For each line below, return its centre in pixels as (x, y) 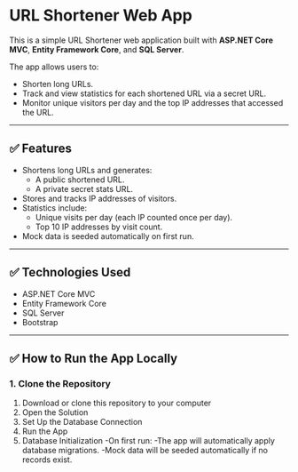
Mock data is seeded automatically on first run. (108, 236)
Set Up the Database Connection (82, 422)
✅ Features (41, 149)
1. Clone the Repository (60, 383)
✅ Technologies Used (70, 272)
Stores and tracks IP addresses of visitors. (99, 198)
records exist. (47, 460)
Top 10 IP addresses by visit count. (99, 227)
